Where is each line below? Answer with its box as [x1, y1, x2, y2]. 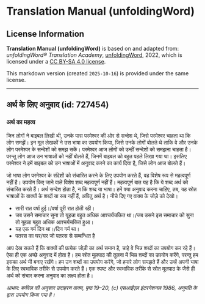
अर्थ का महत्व [6, 118, 35, 127]
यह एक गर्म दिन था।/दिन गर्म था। [15, 225, 80, 232]
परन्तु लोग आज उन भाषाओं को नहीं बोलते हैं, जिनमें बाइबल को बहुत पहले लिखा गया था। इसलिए [6, 152, 187, 160]
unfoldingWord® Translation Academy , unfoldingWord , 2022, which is [6, 51, 182, 59]
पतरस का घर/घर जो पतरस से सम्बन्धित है [15, 232, 96, 239]
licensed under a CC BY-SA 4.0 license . [6, 58, 106, 65]
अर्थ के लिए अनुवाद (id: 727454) [6, 100, 109, 110]
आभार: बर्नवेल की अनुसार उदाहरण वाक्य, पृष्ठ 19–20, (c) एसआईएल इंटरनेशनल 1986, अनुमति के [6, 284, 197, 291]
